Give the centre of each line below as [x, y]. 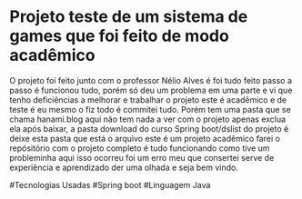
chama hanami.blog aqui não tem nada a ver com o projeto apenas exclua [148, 119]
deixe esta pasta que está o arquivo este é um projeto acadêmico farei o [145, 138]
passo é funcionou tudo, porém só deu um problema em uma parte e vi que [151, 90]
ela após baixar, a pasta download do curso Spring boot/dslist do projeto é [149, 128]
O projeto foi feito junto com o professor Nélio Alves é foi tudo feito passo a [151, 80]
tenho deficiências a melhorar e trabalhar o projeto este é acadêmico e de [148, 99]
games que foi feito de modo [119, 36]
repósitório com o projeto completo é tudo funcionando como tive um [140, 148]
